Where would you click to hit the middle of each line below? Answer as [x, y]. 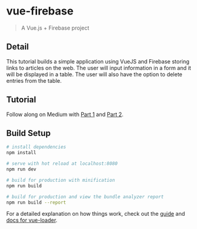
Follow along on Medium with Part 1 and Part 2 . [65, 114]
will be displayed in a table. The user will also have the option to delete [95, 74]
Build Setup [28, 133]
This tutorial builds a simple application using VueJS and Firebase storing [98, 61]
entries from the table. [34, 80]
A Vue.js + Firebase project [55, 28]
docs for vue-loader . [32, 220]
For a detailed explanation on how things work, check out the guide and [96, 214]
